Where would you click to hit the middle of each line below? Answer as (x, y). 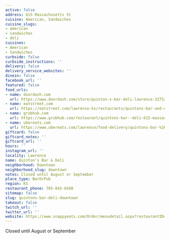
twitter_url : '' (22, 212)
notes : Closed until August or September (50, 174)
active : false (20, 10)
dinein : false (20, 76)
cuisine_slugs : (21, 24)
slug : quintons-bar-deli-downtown (42, 198)
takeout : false (21, 203)
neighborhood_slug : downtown (36, 170)
